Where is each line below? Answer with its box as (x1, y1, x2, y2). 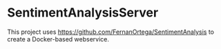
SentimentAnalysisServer (7, 5, 159, 21)
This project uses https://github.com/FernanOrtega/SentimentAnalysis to (7, 28, 215, 36)
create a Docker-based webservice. (7, 35, 109, 43)
